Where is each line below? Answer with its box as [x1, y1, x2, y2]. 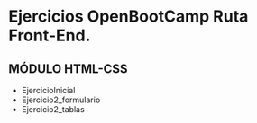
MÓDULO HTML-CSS [8, 61, 128, 76]
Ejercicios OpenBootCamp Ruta [8, 6, 249, 27]
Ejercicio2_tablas [21, 104, 85, 114]
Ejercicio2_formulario [21, 94, 101, 105]
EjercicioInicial [21, 85, 76, 95]
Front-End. [8, 25, 91, 46]
